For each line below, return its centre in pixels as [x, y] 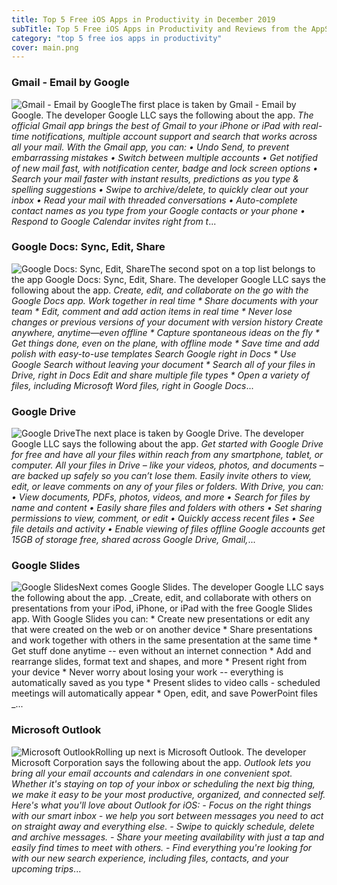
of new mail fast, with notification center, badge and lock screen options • [165, 168]
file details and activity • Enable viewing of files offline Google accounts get [168, 529]
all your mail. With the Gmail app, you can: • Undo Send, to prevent [150, 147]
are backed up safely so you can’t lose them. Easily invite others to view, [161, 476]
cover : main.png [45, 47]
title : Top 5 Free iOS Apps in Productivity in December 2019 [143, 19]
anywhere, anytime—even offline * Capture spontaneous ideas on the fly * [165, 332]
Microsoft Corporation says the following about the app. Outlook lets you [161, 762]
